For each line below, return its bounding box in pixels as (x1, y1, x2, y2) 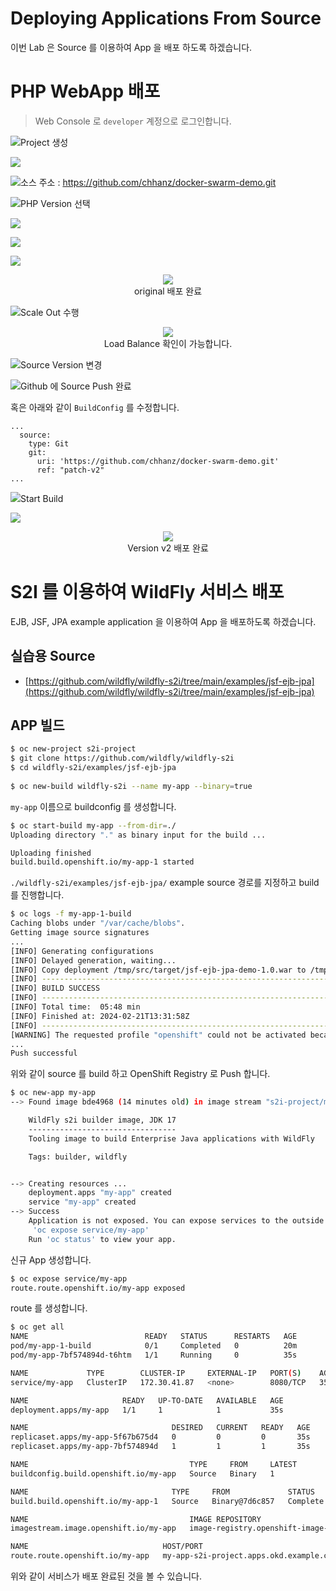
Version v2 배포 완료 (127, 542, 209, 554)
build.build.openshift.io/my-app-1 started (10, 857, 195, 867)
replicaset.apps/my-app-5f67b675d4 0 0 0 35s (10, 1432, 311, 1442)
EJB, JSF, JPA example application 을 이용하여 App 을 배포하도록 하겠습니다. (10, 615, 317, 627)
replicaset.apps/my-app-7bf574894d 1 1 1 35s (10, 1442, 311, 1452)
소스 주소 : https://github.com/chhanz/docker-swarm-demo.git (20, 176, 277, 188)
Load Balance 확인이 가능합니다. (103, 337, 233, 349)
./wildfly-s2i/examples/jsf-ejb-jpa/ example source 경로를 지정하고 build (10, 877, 320, 889)
